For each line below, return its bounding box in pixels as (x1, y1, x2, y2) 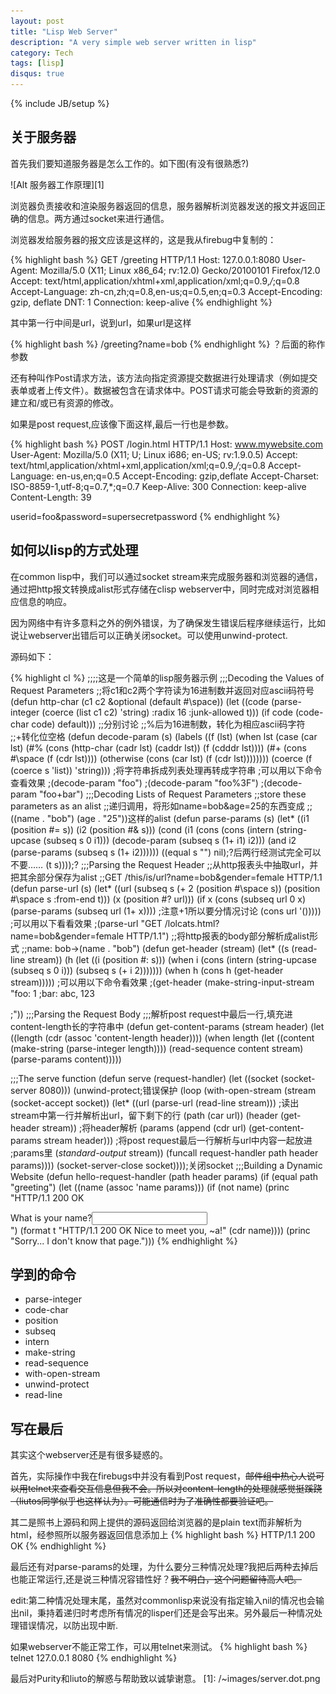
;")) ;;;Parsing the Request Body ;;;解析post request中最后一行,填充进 (10, 1008, 293, 1020)
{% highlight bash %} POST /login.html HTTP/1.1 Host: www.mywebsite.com (10, 438, 323, 450)
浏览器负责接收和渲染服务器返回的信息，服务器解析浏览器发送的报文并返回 (10, 200, 317, 212)
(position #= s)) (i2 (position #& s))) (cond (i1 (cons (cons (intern (10, 823, 275, 835)
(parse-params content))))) (10, 1053, 122, 1065)
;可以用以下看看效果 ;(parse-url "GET (10, 917, 163, 929)
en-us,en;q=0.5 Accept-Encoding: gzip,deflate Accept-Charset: (56, 470, 320, 482)
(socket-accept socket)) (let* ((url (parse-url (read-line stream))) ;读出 (10, 1096, 300, 1109)
